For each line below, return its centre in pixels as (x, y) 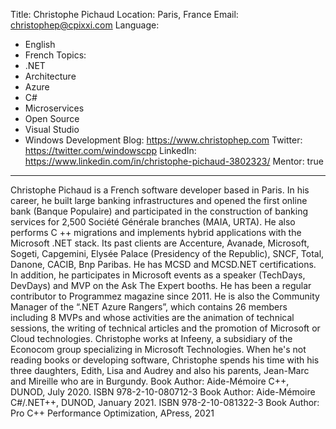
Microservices (54, 108)
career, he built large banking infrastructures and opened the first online (159, 200)
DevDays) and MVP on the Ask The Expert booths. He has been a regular (161, 285)
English (40, 44)
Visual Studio (52, 129)
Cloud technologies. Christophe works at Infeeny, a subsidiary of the (151, 338)
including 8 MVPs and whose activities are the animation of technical (152, 317)
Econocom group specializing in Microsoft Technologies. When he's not (158, 349)
